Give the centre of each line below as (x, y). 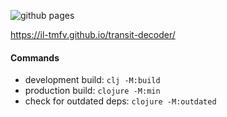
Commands (35, 57)
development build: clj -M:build (92, 80)
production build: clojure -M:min (92, 91)
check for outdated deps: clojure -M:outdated (120, 101)
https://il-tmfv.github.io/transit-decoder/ (93, 34)
